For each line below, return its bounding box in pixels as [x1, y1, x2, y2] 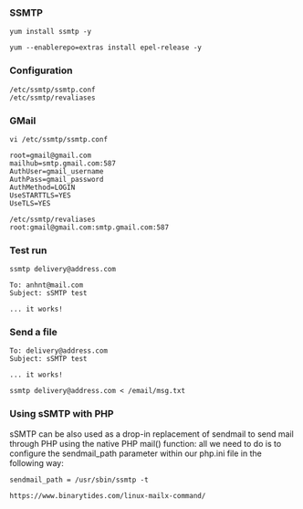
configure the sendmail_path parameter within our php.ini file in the [9, 448, 262, 459]
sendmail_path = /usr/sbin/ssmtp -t [9, 475, 149, 484]
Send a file [9, 326, 57, 339]
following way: [9, 457, 64, 468]
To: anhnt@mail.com [9, 281, 84, 290]
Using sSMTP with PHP [9, 408, 114, 420]
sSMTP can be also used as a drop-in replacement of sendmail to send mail [9, 428, 294, 440]
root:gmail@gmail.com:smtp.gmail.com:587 [9, 222, 170, 232]
